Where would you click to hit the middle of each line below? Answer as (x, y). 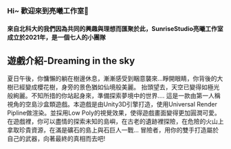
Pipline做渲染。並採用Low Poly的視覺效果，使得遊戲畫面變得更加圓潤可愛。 (114, 113)
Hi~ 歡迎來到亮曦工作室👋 (48, 10)
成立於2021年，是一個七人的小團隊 (57, 37)
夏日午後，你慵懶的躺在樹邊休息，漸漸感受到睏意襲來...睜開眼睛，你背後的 (112, 79)
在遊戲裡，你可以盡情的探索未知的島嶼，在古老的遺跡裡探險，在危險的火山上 (115, 122)
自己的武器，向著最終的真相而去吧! (56, 139)
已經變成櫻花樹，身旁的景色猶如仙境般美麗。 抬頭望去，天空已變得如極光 (116, 87)
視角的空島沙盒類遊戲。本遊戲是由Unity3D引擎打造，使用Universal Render (112, 104)
